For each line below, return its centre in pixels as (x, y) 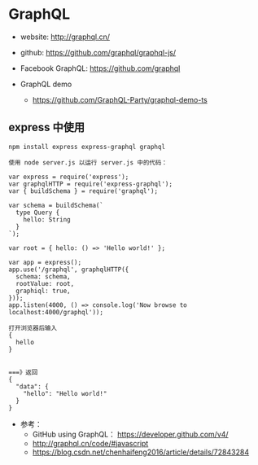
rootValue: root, (45, 283)
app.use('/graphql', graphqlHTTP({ (69, 270)
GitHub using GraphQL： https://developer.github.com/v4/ (131, 434)
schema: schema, (43, 276)
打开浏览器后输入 (33, 328)
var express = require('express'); (69, 177)
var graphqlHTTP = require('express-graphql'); (91, 184)
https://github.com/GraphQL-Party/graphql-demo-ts (120, 99)
